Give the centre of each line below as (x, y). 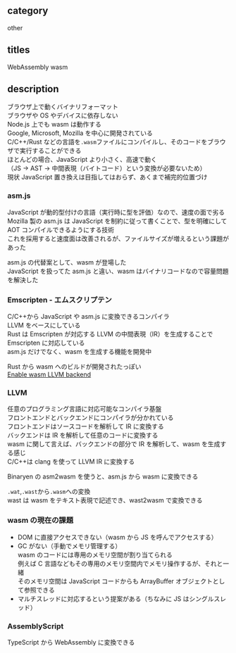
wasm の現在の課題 (41, 521)
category (28, 11)
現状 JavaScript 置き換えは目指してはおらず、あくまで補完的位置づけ (107, 177)
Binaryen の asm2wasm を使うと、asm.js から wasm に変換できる (103, 476)
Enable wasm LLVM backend (49, 374)
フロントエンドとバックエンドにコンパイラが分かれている (91, 418)
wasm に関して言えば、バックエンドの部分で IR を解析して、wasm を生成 (114, 444)
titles (19, 50)
